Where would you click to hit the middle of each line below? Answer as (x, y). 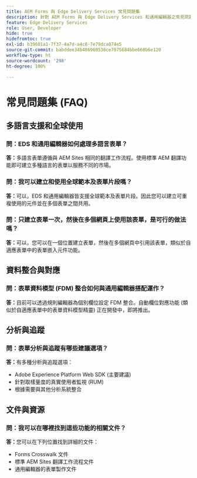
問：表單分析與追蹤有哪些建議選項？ (57, 348)
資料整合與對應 (33, 270)
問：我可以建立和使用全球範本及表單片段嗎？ (69, 182)
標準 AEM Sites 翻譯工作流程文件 (54, 462)
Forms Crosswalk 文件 (41, 454)
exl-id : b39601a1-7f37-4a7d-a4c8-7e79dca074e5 (64, 45)
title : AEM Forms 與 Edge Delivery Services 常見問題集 (73, 11)
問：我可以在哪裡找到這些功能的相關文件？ (66, 428)
